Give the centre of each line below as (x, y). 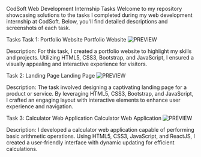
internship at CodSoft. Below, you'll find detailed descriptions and (87, 21)
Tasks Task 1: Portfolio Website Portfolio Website (66, 39)
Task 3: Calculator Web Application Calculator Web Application (84, 118)
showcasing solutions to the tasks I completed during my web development (100, 15)
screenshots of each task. (38, 28)
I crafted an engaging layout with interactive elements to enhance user (93, 100)
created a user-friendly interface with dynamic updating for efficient (91, 143)
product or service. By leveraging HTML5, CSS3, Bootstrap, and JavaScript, (100, 94)
